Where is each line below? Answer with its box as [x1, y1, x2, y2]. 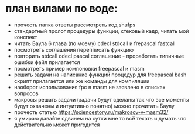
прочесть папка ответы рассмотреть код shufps [13, 21, 136, 28]
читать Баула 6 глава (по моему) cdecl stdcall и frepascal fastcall [13, 40, 176, 47]
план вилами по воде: [5, 2, 118, 15]
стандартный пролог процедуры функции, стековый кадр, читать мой [13, 27, 189, 34]
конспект [13, 33, 37, 41]
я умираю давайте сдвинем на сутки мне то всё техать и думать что [13, 115, 187, 122]
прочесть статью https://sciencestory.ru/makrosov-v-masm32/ [13, 108, 169, 116]
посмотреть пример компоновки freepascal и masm [13, 65, 145, 72]
